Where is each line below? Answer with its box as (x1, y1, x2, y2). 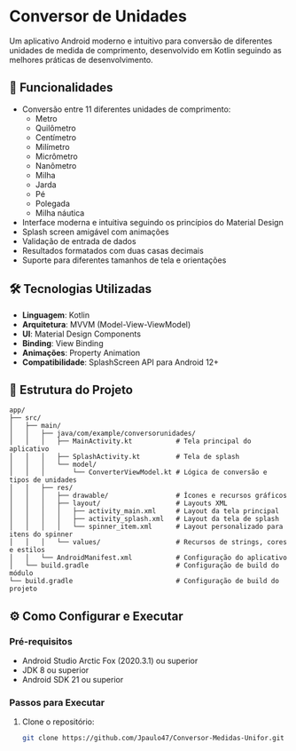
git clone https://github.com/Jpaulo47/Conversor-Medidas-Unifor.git (21, 734, 285, 743)
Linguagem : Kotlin (21, 309, 90, 320)
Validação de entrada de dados (21, 235, 136, 246)
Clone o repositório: (21, 716, 95, 727)
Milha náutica (35, 207, 85, 218)
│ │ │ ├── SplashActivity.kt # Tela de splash (9, 453, 240, 462)
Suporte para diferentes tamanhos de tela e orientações (21, 255, 227, 265)
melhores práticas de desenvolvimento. (9, 54, 153, 65)
